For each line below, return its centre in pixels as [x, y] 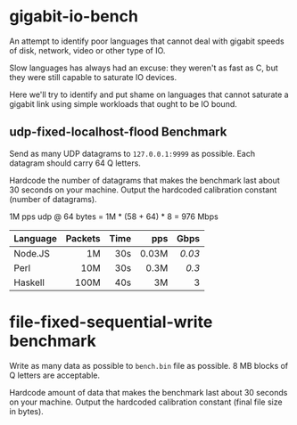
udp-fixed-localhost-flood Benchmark [118, 132]
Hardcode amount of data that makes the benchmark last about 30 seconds [148, 392]
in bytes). [27, 411]
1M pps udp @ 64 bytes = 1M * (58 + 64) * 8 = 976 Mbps [114, 217]
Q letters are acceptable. [55, 375]
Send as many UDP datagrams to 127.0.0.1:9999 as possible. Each [132, 153]
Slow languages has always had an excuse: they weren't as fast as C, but [144, 68]
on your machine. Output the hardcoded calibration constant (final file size [146, 402]
